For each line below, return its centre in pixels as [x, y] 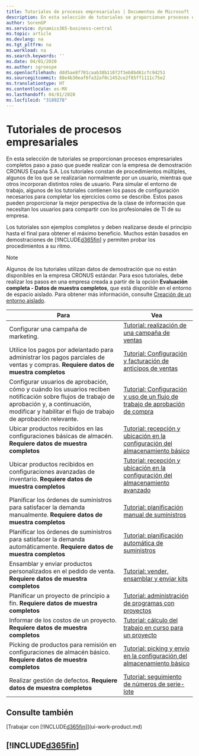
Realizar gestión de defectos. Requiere [63, 680]
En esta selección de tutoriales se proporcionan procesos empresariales [94, 159]
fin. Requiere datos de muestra [53, 603]
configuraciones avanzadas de [52, 471]
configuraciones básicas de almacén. [61, 436]
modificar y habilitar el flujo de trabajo [62, 411]
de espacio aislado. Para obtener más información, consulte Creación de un [99, 294]
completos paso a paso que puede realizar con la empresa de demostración [99, 165]
